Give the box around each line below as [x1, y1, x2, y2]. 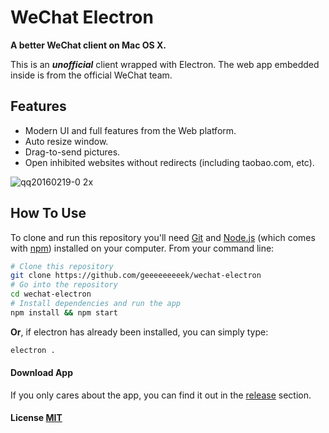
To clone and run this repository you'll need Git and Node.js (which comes [10, 231, 316, 243]
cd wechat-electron [10, 289, 92, 300]
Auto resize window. [24, 135, 109, 147]
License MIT [10, 412, 63, 424]
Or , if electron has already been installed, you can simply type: [10, 326, 269, 338]
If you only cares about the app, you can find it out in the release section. [10, 389, 312, 401]
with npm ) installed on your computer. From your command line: [10, 242, 275, 254]
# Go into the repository [10, 280, 118, 290]
